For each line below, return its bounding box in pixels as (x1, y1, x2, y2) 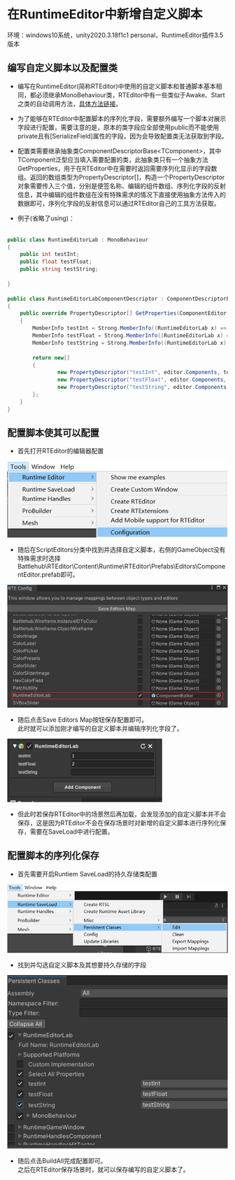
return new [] (32, 354, 71, 361)
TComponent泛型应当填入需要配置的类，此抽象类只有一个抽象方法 (17, 155, 208, 164)
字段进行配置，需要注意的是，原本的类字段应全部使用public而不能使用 (17, 123, 219, 131)
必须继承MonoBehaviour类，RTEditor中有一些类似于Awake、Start (36, 90, 225, 99)
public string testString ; (20, 266, 99, 273)
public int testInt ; (20, 251, 80, 258)
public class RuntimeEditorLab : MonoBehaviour (7, 236, 149, 243)
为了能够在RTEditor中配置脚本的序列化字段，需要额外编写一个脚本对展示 (17, 114, 227, 122)
